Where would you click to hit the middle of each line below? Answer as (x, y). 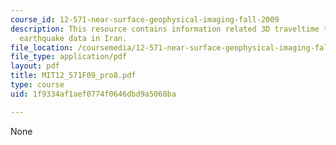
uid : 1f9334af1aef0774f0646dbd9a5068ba (93, 94)
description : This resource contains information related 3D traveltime (165, 29)
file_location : (42, 47)
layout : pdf (35, 66)
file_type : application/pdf (69, 57)
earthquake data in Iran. (73, 38)
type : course (37, 85)
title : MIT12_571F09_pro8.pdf (73, 76)
